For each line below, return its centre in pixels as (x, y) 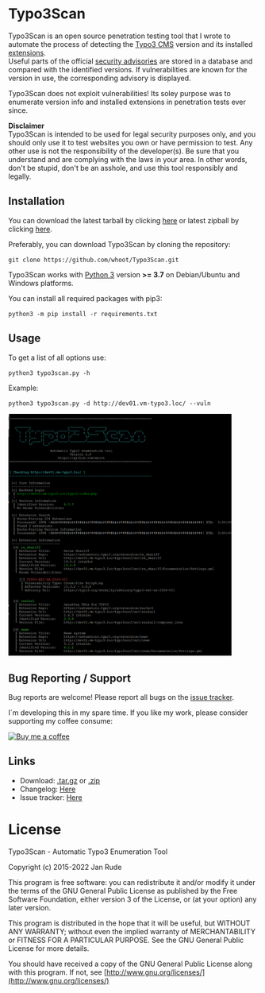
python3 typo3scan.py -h (49, 373)
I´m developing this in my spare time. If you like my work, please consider (128, 713)
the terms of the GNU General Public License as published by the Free (123, 891)
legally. (20, 176)
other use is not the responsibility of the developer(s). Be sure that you (124, 151)
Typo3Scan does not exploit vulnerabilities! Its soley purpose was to (120, 93)
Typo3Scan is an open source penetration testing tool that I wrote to (120, 36)
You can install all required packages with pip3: (85, 298)
